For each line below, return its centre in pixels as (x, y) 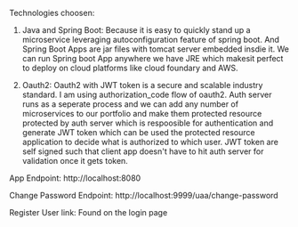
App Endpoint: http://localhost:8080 (75, 178)
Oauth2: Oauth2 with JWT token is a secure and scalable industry (142, 85)
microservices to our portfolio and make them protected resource (142, 113)
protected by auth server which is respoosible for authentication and (148, 123)
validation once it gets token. (75, 161)
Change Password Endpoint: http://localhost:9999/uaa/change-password (144, 195)
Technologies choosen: (52, 13)
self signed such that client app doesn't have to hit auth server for (143, 151)
